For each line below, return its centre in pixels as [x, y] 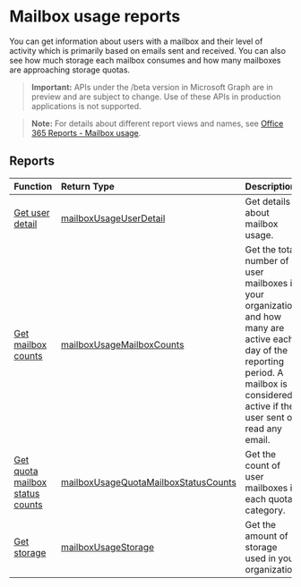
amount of [267, 536]
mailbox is [267, 384]
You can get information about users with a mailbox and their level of [136, 41]
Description [271, 186]
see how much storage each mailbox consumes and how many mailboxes [145, 60]
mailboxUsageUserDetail [113, 218]
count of [262, 465]
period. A [264, 372]
